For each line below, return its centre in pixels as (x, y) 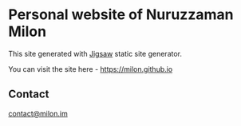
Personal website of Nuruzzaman (121, 15)
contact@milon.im (38, 113)
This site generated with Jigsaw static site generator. (95, 53)
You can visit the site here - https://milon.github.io (91, 69)
